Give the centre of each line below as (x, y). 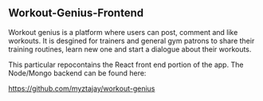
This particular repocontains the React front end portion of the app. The (126, 64)
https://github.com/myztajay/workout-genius (82, 88)
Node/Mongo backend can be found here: (77, 73)
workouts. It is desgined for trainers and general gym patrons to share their (131, 41)
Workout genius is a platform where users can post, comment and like (123, 32)
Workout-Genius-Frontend (76, 13)
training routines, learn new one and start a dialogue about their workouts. (130, 49)
